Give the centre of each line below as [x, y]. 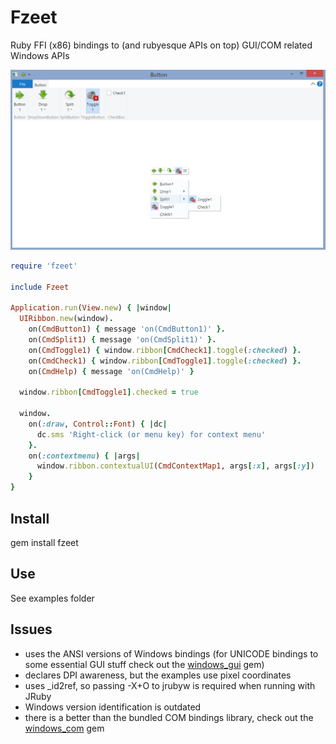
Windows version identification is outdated [113, 707]
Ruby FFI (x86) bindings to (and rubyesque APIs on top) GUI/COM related [161, 45]
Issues [31, 629]
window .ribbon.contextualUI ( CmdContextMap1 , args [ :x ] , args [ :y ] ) [175, 466]
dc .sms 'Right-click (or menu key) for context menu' [151, 434]
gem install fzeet [44, 542]
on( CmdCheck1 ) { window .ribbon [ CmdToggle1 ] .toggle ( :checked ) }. [165, 361]
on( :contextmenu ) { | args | [84, 456]
